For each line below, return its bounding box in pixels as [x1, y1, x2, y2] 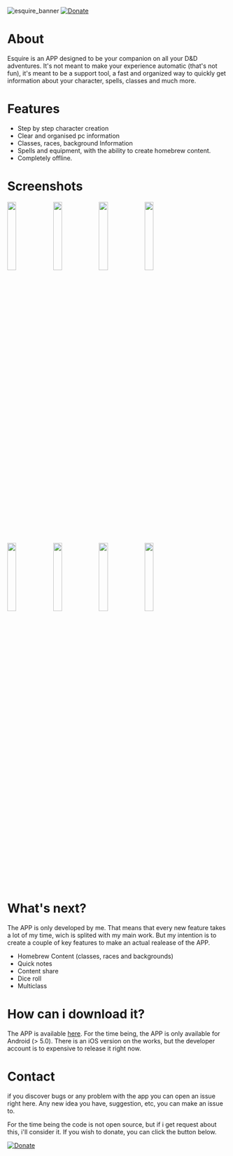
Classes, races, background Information [17, 138, 133, 147]
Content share [17, 966, 59, 975]
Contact [7, 1069, 55, 1084]
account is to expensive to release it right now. [7, 1044, 141, 1052]
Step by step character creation [17, 124, 109, 132]
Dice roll [17, 974, 42, 983]
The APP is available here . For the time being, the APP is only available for [7, 1029, 220, 1038]
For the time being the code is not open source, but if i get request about [7, 1120, 217, 1129]
